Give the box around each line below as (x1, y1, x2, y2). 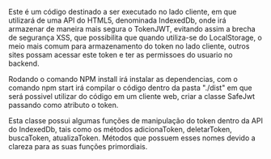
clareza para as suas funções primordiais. (8, 142, 148, 151)
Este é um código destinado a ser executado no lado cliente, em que (8, 7, 237, 16)
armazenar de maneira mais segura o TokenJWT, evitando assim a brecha (8, 24, 256, 33)
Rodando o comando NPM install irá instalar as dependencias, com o (8, 75, 239, 84)
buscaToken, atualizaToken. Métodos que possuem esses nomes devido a (8, 133, 256, 143)
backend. (8, 58, 40, 68)
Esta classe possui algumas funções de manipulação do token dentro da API (8, 116, 263, 125)
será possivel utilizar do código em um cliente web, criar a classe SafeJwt (8, 92, 255, 101)
